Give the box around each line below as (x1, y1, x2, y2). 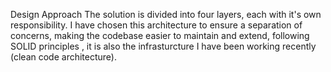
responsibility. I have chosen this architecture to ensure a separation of (10, 19, 303, 31)
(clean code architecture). (10, 51, 117, 63)
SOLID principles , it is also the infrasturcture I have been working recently (10, 40, 317, 52)
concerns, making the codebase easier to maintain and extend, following (10, 30, 310, 41)
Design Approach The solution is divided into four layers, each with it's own (10, 9, 322, 20)
